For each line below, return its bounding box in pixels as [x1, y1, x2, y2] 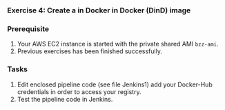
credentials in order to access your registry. [17, 87, 141, 95]
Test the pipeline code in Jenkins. [17, 95, 113, 103]
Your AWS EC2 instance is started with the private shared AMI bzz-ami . [17, 40, 219, 48]
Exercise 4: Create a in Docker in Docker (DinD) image [7, 6, 191, 15]
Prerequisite [7, 24, 50, 33]
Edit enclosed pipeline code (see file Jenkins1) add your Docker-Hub [17, 80, 213, 89]
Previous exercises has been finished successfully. [17, 47, 162, 55]
